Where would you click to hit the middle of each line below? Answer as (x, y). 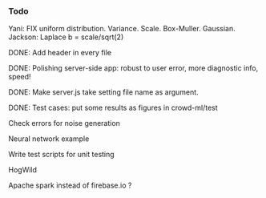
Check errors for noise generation (64, 123)
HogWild (23, 170)
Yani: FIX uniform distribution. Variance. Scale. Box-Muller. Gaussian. (122, 29)
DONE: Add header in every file (60, 53)
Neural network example (49, 139)
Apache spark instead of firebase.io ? (70, 185)
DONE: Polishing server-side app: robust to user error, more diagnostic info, (133, 68)
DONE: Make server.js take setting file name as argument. (103, 92)
